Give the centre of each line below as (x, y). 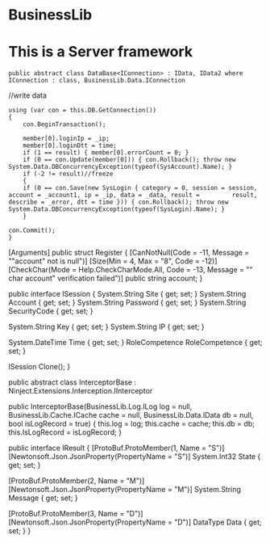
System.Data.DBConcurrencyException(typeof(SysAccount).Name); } (120, 167)
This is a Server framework (101, 52)
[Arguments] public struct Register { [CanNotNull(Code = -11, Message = (129, 253)
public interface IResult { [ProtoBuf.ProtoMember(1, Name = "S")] (116, 448)
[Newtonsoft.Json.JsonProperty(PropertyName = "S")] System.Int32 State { (135, 457)
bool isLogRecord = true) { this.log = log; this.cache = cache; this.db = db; (132, 424)
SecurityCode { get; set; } (51, 311)
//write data (27, 95)
